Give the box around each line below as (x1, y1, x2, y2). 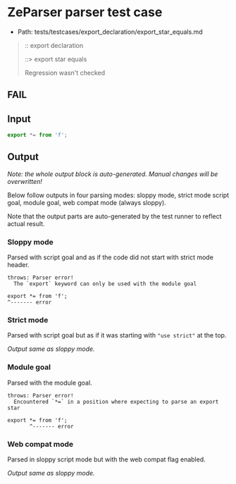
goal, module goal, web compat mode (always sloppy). (7, 198, 167, 206)
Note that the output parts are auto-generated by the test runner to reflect (7, 212, 222, 221)
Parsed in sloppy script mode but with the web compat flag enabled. (7, 455, 206, 464)
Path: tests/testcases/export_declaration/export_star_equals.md (17, 27, 203, 36)
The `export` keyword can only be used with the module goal (13, 280, 197, 287)
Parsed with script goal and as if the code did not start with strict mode (7, 253, 213, 261)
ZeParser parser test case (7, 4, 163, 20)
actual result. (7, 219, 45, 228)
